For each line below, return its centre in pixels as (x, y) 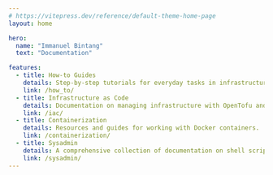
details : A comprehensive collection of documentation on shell (134, 151)
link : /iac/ (43, 113)
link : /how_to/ (49, 90)
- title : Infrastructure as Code (72, 98)
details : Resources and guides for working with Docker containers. (141, 128)
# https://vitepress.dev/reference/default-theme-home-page (113, 16)
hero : (17, 38)
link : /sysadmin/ (52, 158)
